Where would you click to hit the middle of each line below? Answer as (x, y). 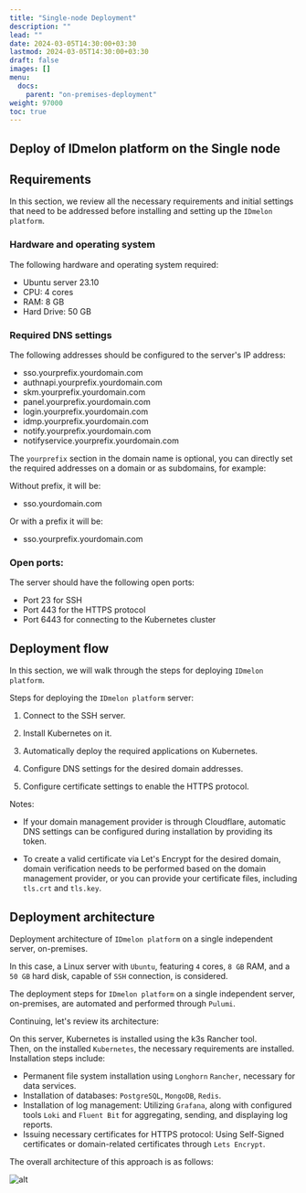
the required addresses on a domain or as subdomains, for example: (138, 468)
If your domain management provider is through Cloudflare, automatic (154, 822)
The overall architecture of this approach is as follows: (111, 1161)
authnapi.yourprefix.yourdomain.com (92, 383)
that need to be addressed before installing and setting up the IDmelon (141, 211)
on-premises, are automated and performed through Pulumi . (122, 1003)
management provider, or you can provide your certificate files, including (160, 879)
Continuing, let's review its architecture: (84, 1021)
